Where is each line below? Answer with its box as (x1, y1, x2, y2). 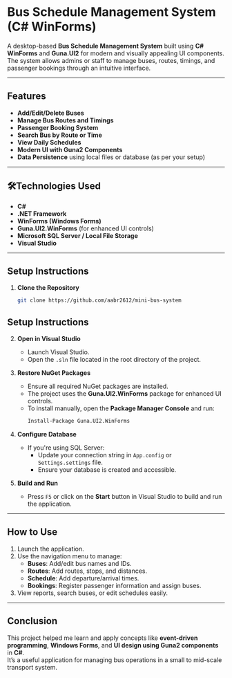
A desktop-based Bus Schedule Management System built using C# (7, 42, 204, 50)
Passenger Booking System (17, 123, 99, 131)
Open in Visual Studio (17, 335, 81, 343)
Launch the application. (17, 544, 84, 553)
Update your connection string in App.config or (37, 450, 172, 459)
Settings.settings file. (37, 458, 104, 466)
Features (7, 91, 46, 102)
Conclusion (7, 615, 58, 627)
